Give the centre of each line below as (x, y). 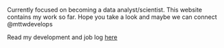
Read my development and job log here (62, 37)
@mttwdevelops (30, 24)
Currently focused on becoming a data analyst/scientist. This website (105, 10)
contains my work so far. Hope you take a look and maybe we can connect (112, 17)
